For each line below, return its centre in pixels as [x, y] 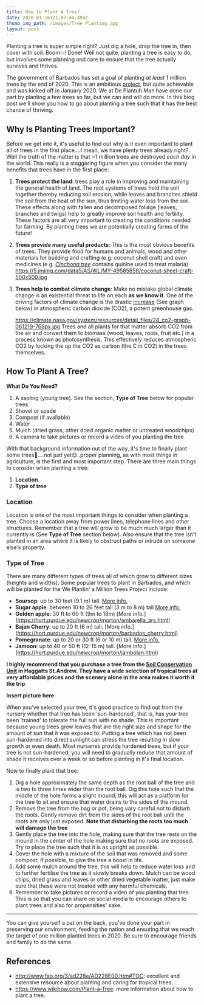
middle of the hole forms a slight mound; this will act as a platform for [102, 796]
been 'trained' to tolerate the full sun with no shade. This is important [93, 720]
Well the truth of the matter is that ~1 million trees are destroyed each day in [101, 157]
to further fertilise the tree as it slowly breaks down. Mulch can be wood [105, 873]
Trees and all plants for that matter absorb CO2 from [127, 326]
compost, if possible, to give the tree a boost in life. [79, 860]
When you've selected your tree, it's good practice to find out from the [95, 707]
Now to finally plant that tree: [42, 771]
